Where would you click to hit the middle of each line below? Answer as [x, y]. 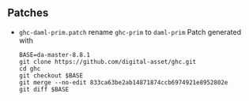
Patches [28, 13]
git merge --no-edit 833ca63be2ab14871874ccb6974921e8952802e [123, 82]
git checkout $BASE [51, 75]
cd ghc [30, 69]
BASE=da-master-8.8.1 [54, 54]
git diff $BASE [44, 89]
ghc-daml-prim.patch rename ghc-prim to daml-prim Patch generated [130, 32]
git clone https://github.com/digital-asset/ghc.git [108, 62]
